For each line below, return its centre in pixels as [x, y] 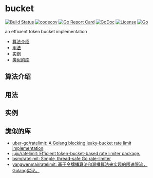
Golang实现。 [26, 170]
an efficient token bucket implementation [46, 31]
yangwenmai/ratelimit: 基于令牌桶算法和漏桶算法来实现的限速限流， [80, 164]
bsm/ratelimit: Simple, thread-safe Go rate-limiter [61, 158]
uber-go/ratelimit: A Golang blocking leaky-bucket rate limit [72, 143]
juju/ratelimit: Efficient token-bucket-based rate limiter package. [76, 153]
